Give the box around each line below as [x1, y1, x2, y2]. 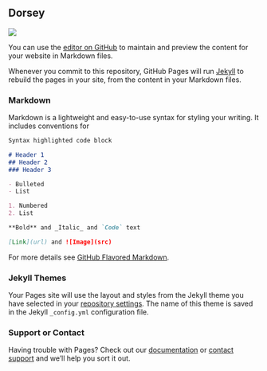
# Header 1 [8, 150, 45, 158]
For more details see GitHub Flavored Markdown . [8, 252, 170, 262]
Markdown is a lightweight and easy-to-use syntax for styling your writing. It [8, 113, 259, 123]
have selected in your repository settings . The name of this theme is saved [8, 299, 253, 309]
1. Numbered [8, 202, 48, 210]
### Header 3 [8, 166, 52, 174]
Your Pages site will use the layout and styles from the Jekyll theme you [8, 291, 245, 300]
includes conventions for [8, 121, 90, 131]
